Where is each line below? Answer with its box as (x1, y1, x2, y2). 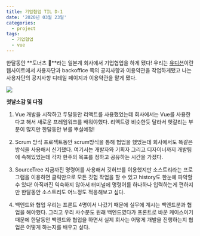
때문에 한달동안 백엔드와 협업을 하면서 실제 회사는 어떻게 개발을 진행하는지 (14, 216, 187, 223)
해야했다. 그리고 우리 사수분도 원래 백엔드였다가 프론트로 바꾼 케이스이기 (26, 209, 194, 216)
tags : (6, 31, 20, 37)
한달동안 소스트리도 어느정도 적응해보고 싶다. (21, 188, 125, 195)
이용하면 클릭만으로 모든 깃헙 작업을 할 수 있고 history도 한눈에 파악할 (30, 173, 193, 180)
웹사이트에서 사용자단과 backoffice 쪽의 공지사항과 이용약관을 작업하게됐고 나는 (6, 66, 192, 73)
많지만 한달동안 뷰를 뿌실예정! (26, 125, 95, 133)
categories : (6, 20, 36, 26)
